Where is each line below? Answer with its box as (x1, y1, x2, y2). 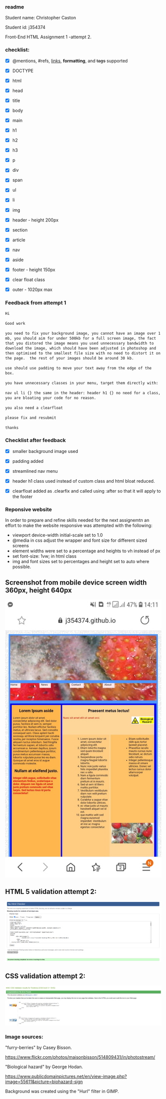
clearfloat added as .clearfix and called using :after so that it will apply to (12, 488, 161, 494)
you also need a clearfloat (5, 406, 63, 411)
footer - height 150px (12, 267, 55, 273)
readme (5, 3, 24, 10)
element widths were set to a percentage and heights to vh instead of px (12, 548, 161, 554)
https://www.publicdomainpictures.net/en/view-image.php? (5, 1074, 127, 1080)
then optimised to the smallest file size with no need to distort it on (5, 351, 161, 356)
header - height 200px (12, 217, 58, 223)
